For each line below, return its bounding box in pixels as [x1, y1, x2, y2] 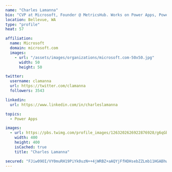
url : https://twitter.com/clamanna [10, 83, 86, 89]
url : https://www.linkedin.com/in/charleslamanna [10, 102, 118, 107]
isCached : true [14, 144, 47, 149]
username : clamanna [10, 79, 52, 84]
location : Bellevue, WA [5, 17, 56, 22]
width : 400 [14, 135, 38, 140]
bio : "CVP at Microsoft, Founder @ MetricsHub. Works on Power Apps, [5, 12, 157, 17]
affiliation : [5, 36, 33, 41]
